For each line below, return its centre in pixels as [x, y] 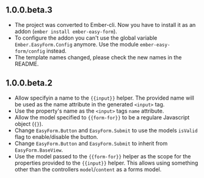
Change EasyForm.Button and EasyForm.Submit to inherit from [91, 143]
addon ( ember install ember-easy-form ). [66, 31]
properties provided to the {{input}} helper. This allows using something [106, 163]
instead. [56, 51]
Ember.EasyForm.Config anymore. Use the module [76, 44]
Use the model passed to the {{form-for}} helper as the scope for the [103, 156]
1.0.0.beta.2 [29, 83]
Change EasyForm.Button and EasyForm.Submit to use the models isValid [106, 130]
